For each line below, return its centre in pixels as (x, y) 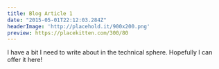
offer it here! (25, 60)
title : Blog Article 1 (40, 13)
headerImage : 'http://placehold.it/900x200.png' (79, 26)
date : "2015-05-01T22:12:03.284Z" (57, 20)
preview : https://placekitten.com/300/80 (68, 33)
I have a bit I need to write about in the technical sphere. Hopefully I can (110, 52)
